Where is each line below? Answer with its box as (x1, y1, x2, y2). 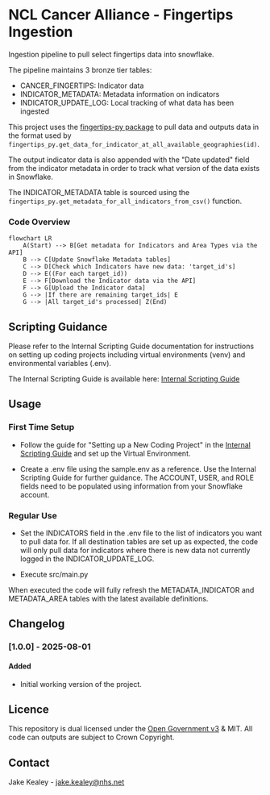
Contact (8, 755, 50, 769)
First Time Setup (8, 422, 75, 433)
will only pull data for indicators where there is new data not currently (19, 546, 251, 556)
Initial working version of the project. (19, 679, 143, 689)
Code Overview (8, 216, 71, 227)
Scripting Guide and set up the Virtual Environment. (19, 448, 191, 458)
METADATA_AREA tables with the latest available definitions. (8, 594, 209, 604)
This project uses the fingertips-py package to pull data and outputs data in (8, 122, 260, 131)
